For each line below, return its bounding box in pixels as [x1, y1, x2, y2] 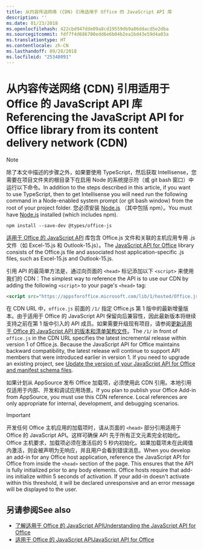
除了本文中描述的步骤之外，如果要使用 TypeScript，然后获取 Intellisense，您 [6, 168, 197, 176]
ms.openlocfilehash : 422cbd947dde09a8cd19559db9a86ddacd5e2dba [6, 25, 169, 32]
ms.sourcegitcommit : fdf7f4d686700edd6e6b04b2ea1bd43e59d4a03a [6, 31, 169, 38]
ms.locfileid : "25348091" [6, 54, 71, 60]
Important [6, 412, 31, 419]
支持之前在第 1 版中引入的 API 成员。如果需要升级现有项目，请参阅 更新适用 [6, 320, 192, 327]
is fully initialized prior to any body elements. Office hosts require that [6, 467, 179, 474]
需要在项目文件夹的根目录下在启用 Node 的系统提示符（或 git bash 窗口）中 [6, 176, 195, 183]
